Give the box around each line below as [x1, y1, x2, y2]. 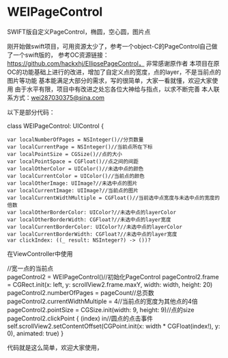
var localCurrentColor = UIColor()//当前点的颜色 [7, 172, 145, 179]
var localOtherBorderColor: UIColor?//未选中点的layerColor [7, 209, 176, 216]
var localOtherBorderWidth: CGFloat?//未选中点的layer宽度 [7, 216, 171, 223]
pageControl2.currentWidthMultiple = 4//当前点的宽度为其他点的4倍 [7, 297, 198, 305]
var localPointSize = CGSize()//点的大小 [7, 151, 123, 157]
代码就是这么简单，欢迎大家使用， [7, 343, 103, 351]
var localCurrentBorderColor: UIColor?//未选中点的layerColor [7, 223, 183, 230]
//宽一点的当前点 [7, 264, 54, 272]
